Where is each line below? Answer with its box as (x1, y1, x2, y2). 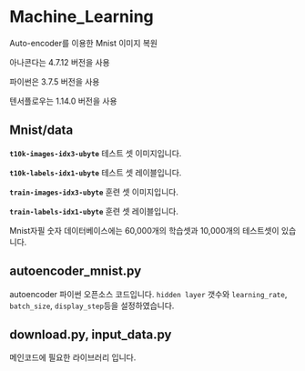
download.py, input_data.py (9, 326, 172, 342)
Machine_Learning (9, 6, 155, 27)
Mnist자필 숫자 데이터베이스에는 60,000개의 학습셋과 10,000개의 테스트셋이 (9, 225, 280, 236)
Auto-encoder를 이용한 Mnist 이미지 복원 (9, 37, 158, 48)
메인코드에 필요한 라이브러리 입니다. (9, 352, 137, 363)
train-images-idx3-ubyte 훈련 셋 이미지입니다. (9, 186, 179, 197)
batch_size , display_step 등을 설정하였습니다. (9, 300, 175, 311)
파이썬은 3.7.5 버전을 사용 (9, 75, 100, 87)
